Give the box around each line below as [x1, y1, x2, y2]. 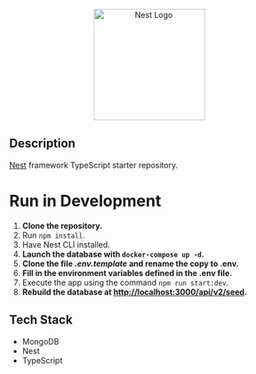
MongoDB [21, 336, 60, 346]
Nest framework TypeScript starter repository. [9, 159, 179, 170]
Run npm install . [21, 230, 86, 240]
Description [9, 136, 76, 151]
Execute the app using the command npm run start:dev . [21, 277, 229, 288]
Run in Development [9, 191, 162, 211]
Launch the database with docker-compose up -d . [21, 248, 204, 259]
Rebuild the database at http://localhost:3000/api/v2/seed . [21, 286, 247, 297]
